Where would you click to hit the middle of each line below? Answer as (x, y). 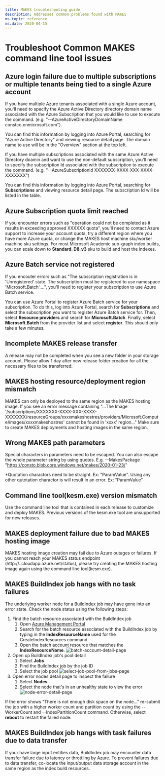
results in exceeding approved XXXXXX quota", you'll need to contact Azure (82, 228)
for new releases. (23, 518)
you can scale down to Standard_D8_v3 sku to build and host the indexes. (81, 249)
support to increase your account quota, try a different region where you (79, 233)
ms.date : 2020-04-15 (26, 23)
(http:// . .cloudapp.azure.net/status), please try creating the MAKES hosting (81, 563)
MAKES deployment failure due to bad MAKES (78, 533)
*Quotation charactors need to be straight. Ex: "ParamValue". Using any (78, 475)
